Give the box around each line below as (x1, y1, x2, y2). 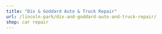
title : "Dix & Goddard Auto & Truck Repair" (6, 8, 117, 14)
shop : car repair (6, 19, 49, 25)
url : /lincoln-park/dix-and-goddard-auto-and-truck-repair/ (6, 14, 157, 20)
